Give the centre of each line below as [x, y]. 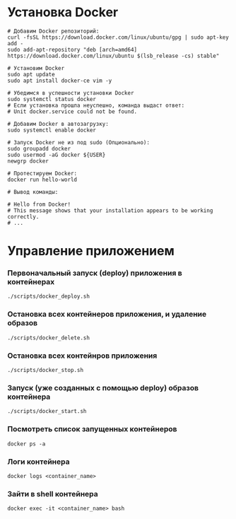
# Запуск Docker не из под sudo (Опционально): [79, 142]
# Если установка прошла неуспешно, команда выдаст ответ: [96, 105]
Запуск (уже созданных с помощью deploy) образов [103, 387]
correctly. [23, 216]
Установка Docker [63, 12]
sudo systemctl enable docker [52, 130]
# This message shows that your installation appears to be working [110, 210]
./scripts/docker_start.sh [47, 412]
